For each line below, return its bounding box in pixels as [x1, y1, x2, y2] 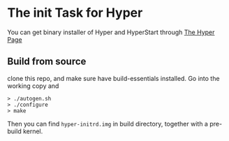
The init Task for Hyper [7, 5, 143, 21]
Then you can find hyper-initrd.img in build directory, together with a [7, 119, 208, 128]
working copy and [7, 82, 59, 90]
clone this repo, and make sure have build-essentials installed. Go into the [7, 74, 220, 82]
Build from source [7, 56, 87, 68]
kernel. [23, 127, 43, 135]
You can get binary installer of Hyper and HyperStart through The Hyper [7, 28, 215, 36]
